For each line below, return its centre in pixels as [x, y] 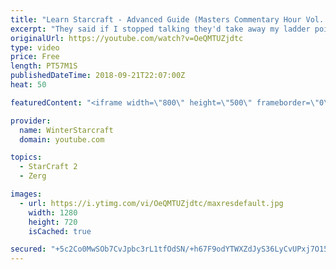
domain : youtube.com [62, 139]
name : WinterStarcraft [66, 130]
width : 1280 [53, 212]
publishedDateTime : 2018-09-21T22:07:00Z [98, 76]
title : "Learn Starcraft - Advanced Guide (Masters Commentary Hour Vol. [167, 19]
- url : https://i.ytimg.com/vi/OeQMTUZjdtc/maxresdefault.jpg [151, 203]
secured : [28, 249]
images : [26, 194]
